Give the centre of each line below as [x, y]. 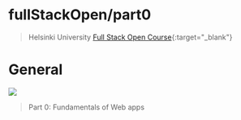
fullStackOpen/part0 [80, 15]
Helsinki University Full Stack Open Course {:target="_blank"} [130, 37]
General [36, 70]
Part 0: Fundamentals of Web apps [86, 107]
